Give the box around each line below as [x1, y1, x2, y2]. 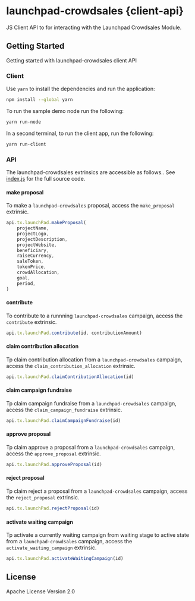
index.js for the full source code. [6, 175, 86, 182]
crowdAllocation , [17, 269, 60, 276]
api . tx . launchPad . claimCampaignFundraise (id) [6, 417, 121, 423]
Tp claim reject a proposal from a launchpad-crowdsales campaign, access [6, 487, 188, 495]
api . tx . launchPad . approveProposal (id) [6, 461, 102, 467]
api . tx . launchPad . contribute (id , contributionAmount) [6, 330, 143, 336]
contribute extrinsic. [6, 318, 57, 325]
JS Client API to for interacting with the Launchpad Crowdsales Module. [6, 24, 182, 31]
